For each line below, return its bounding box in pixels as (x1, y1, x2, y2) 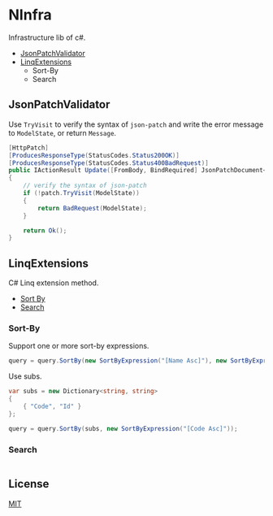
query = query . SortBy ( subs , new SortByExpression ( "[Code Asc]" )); (8, 424, 238, 432)
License (8, 477, 50, 491)
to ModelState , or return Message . (8, 128, 116, 137)
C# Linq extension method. (8, 278, 99, 288)
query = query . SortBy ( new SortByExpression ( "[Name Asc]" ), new (8, 357, 227, 365)
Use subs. (8, 371, 42, 381)
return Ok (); (23, 226, 67, 235)
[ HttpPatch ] (8, 144, 49, 152)
